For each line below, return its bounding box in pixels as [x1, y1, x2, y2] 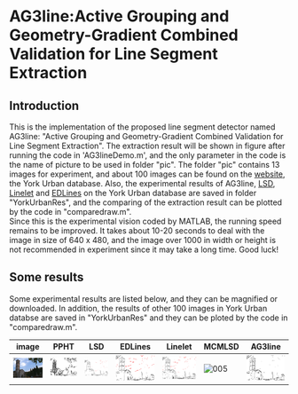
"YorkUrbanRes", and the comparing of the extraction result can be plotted [9, 197, 282, 208]
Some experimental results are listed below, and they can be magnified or [9, 293, 278, 303]
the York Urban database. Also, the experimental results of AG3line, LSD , [9, 178, 276, 188]
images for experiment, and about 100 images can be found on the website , [9, 169, 286, 179]
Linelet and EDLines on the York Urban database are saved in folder [9, 188, 257, 198]
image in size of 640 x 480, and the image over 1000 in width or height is [9, 235, 277, 245]
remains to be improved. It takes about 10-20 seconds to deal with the [9, 225, 265, 236]
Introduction [9, 98, 80, 113]
